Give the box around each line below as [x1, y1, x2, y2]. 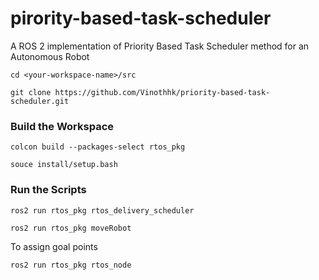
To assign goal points [10, 240, 98, 252]
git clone [10, 87, 52, 97]
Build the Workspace [10, 119, 114, 133]
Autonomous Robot [10, 50, 90, 62]
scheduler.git [10, 96, 70, 106]
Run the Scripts [10, 183, 87, 197]
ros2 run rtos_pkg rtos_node [10, 260, 132, 270]
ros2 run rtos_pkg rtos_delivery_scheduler [10, 205, 195, 216]
